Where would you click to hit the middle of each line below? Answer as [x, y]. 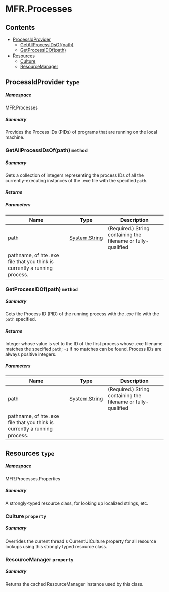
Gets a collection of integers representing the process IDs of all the [75, 175]
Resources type [30, 453]
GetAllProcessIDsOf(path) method [47, 150]
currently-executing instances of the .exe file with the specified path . [76, 181]
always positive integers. [31, 354]
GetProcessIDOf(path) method [42, 289]
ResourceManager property [39, 559]
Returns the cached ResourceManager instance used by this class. [74, 584]
